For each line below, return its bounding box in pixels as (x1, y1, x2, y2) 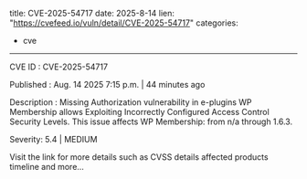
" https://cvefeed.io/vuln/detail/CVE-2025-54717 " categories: (9, 17, 239, 28)
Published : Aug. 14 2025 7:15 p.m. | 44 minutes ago (9, 79, 206, 89)
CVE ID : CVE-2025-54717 (9, 61, 108, 72)
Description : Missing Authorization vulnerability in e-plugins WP (9, 97, 252, 108)
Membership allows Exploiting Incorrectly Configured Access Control (9, 107, 270, 117)
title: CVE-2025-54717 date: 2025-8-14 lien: (9, 8, 175, 18)
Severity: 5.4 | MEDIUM (9, 134, 98, 144)
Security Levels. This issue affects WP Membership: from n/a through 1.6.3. (9, 116, 293, 127)
